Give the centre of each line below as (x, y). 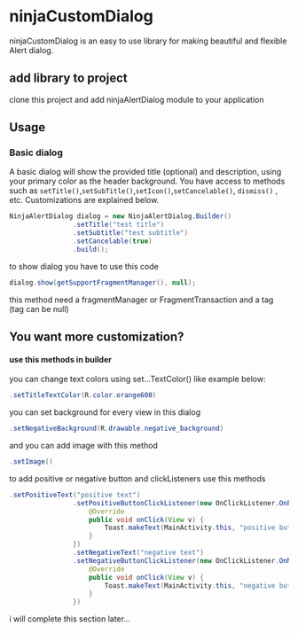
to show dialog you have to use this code (84, 266)
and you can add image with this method (83, 446)
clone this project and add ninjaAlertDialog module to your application (137, 99)
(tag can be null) (39, 309)
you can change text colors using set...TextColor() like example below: (137, 379)
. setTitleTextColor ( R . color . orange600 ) (83, 395)
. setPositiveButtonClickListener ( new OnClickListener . (176, 503)
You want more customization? (97, 337)
